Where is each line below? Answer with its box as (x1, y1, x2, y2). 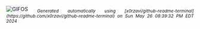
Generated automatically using (36, 8, 116, 14)
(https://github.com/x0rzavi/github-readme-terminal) (6, 13, 115, 19)
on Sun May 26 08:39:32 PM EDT (117, 13, 194, 19)
